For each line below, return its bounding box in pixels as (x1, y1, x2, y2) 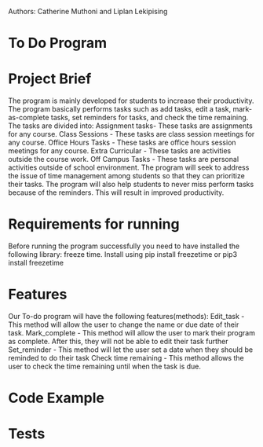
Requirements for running (8, 215, 180, 233)
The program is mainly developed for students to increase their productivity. (8, 96, 254, 105)
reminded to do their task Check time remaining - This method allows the (8, 354, 245, 362)
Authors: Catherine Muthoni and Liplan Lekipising (8, 7, 168, 16)
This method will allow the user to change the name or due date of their (8, 320, 239, 329)
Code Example (8, 389, 104, 407)
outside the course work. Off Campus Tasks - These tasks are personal (8, 155, 239, 164)
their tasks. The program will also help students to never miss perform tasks (8, 180, 254, 189)
